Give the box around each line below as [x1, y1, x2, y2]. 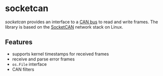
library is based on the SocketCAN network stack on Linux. [5, 24, 123, 30]
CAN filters [12, 66, 35, 72]
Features [5, 38, 33, 46]
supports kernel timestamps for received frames [12, 51, 109, 57]
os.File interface [12, 61, 47, 67]
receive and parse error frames [12, 56, 75, 62]
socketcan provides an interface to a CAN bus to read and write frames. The [5, 19, 158, 25]
